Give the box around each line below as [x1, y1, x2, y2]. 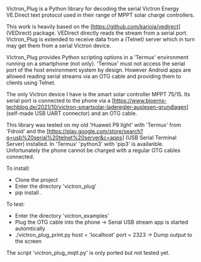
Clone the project [14, 176, 58, 183]
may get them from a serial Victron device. [6, 42, 112, 49]
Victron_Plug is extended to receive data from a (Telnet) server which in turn [6, 36, 195, 42]
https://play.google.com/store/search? [48, 128, 143, 135]
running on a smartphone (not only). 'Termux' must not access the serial [6, 60, 185, 67]
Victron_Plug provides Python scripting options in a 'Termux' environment [6, 54, 189, 60]
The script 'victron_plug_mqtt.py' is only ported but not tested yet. [6, 249, 170, 256]
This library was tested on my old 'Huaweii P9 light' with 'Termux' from [6, 121, 181, 128]
